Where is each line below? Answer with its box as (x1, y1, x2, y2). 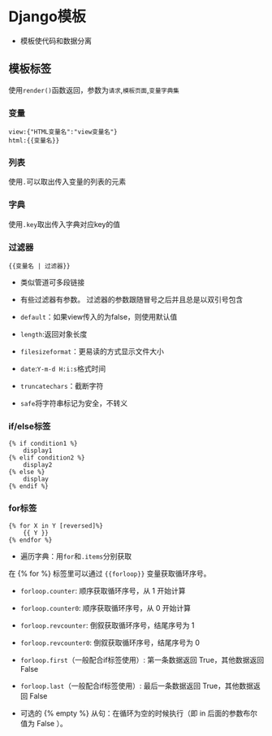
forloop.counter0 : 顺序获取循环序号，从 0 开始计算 (19, 603, 192, 612)
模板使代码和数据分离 (19, 36, 92, 46)
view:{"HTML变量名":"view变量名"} (8, 128, 118, 137)
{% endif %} (8, 482, 49, 490)
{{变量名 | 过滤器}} (8, 262, 71, 270)
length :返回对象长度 (19, 329, 88, 338)
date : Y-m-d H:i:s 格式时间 (19, 364, 106, 373)
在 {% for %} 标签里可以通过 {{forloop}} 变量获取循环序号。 (8, 568, 211, 578)
